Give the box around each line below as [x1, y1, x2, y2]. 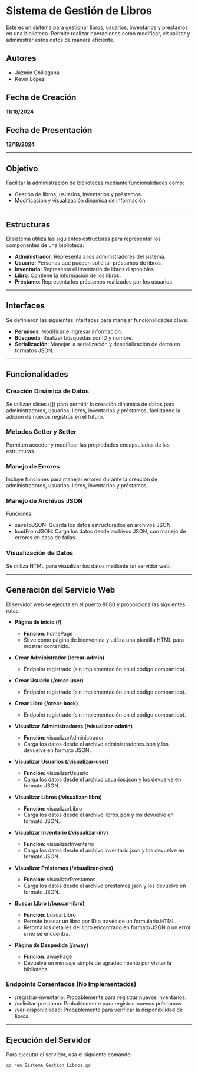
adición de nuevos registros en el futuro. [6, 413, 104, 420]
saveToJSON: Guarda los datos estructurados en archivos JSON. [14, 522, 173, 529]
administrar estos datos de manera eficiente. [6, 36, 115, 43]
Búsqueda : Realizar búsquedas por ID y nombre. [14, 334, 134, 341]
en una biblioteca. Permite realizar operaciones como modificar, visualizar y [6, 30, 190, 37]
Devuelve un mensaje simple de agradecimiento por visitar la [23, 959, 172, 966]
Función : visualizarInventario [23, 840, 94, 847]
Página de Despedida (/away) [14, 941, 88, 949]
